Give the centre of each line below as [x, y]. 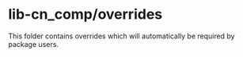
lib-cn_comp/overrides [85, 14]
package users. [34, 44]
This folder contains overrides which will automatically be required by [121, 36]
